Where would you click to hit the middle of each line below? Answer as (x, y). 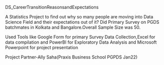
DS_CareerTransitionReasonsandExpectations (52, 7)
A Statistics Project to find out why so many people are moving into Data (79, 17)
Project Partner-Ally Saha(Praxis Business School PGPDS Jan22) (71, 57)
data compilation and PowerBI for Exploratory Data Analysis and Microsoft (81, 42)
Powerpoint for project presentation (42, 47)
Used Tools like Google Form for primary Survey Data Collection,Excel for (80, 37)
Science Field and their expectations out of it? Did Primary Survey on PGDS (82, 22)
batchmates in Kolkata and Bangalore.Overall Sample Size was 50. (73, 27)
